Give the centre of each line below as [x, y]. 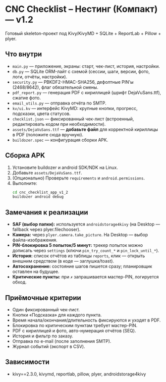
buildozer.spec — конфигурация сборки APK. [60, 140]
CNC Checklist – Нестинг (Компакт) [82, 9]
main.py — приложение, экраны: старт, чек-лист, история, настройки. [86, 66]
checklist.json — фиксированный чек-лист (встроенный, [73, 119]
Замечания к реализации [47, 212]
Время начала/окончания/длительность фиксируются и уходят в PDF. [86, 320]
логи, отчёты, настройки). [40, 77]
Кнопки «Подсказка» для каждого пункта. [57, 315]
